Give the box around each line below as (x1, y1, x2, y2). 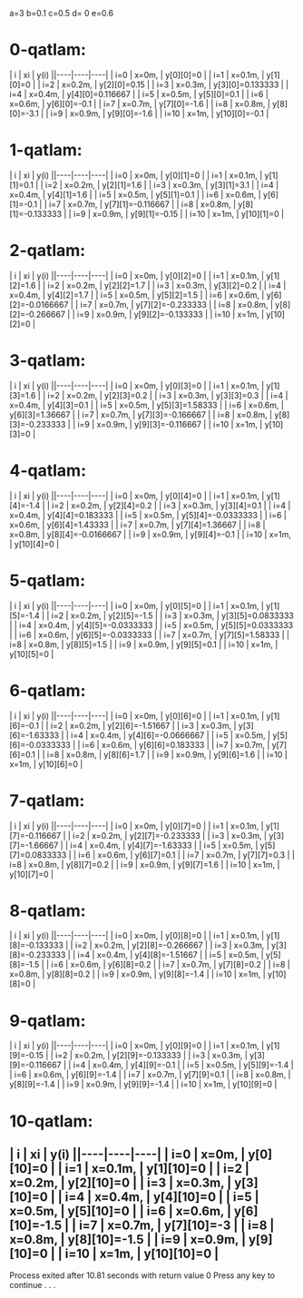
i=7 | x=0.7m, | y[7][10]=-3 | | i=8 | (78, 1217, 275, 1233)
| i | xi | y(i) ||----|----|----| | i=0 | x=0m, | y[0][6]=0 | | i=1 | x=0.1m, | (9, 710, 265, 721)
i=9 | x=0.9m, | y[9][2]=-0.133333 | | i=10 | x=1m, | (76, 309, 265, 320)
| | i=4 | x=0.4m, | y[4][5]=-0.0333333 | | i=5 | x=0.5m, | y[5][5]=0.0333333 (9, 619, 293, 630)
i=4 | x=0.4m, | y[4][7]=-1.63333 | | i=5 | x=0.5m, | (69, 840, 259, 851)
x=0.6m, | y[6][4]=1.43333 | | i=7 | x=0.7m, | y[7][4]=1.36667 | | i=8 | (9, 519, 266, 530)
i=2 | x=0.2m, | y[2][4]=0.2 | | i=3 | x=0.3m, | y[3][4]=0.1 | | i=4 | (51, 499, 291, 511)
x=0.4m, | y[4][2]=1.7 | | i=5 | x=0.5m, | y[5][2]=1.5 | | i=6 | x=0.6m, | (9, 290, 265, 300)
